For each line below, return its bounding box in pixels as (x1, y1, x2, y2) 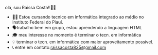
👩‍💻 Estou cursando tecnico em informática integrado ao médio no (12, 14, 144, 19)
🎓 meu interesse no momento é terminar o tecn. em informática (12, 32, 141, 37)
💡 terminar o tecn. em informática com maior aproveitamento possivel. (12, 39, 154, 45)
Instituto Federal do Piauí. (12, 19, 63, 25)
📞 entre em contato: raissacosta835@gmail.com (12, 44, 106, 50)
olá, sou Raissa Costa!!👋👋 (5, 5, 56, 10)
